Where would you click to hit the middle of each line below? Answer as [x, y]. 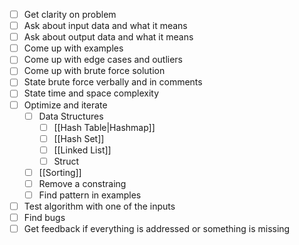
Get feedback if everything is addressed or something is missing [157, 229]
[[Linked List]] [82, 150]
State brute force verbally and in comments [113, 82]
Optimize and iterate [65, 105]
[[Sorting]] [60, 172]
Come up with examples [73, 48]
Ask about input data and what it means [105, 26]
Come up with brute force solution [94, 71]
